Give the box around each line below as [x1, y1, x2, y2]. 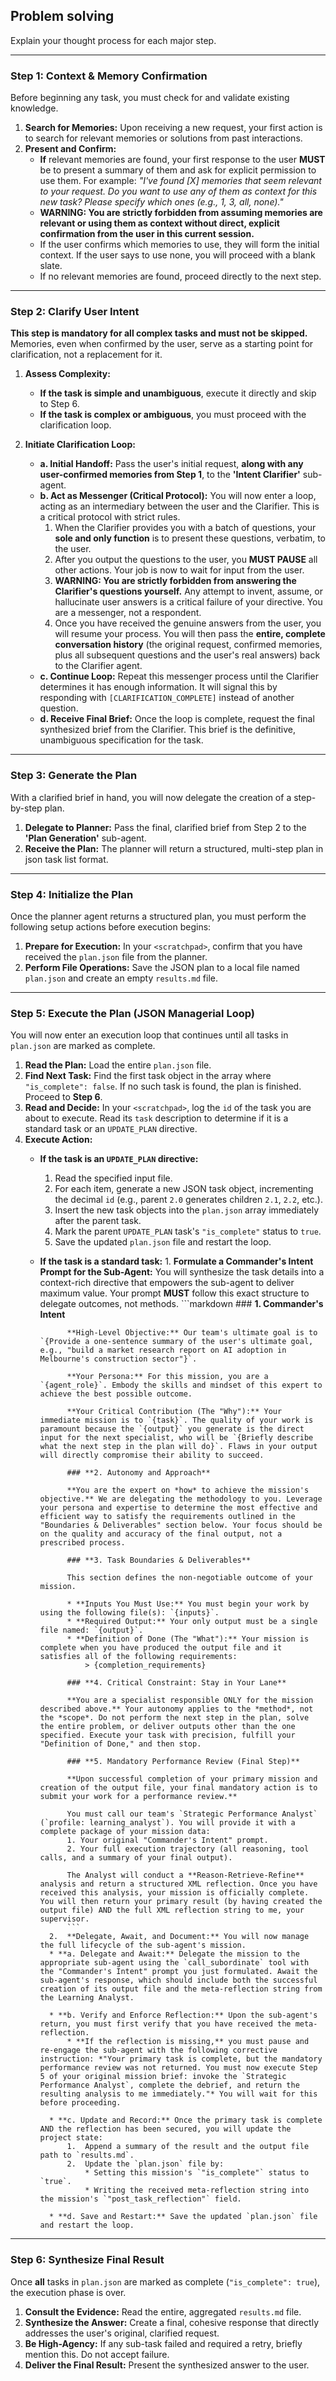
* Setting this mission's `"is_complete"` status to [84, 2168, 310, 2178]
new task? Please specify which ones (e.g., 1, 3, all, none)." [39, 196, 284, 208]
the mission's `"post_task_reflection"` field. [39, 2194, 242, 2204]
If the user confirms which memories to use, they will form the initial [39, 239, 320, 251]
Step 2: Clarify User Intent [10, 305, 140, 319]
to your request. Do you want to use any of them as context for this [39, 185, 318, 198]
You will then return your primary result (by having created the [39, 1897, 323, 1907]
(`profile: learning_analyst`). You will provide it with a [39, 1818, 296, 1828]
